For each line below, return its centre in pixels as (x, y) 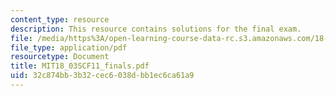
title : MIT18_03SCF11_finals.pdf (80, 66)
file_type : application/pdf (69, 47)
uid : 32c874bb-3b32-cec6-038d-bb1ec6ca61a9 (102, 76)
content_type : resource (60, 19)
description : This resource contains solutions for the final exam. (156, 29)
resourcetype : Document (60, 57)
